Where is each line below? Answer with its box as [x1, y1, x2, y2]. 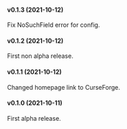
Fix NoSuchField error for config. [7, 21, 100, 29]
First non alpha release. [7, 52, 73, 60]
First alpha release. [7, 114, 62, 122]
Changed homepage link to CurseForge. [7, 83, 120, 91]
